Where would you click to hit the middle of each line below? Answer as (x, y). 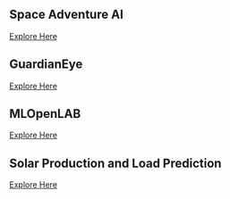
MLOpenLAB (45, 114)
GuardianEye (46, 65)
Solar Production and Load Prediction (115, 163)
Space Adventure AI (66, 15)
